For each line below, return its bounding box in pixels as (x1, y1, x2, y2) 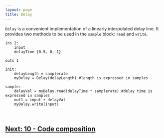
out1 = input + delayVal (14, 97, 66, 102)
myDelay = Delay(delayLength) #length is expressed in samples (14, 75, 149, 80)
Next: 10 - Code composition (5, 125, 96, 133)
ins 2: (5, 40, 19, 45)
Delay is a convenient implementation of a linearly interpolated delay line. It (5, 25, 159, 31)
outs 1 (5, 58, 19, 63)
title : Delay (5, 12, 32, 17)
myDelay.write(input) (14, 102, 59, 107)
